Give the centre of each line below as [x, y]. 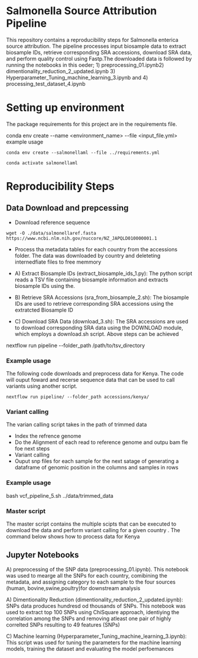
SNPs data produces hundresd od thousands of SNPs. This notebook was [96, 606]
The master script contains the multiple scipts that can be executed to [91, 524]
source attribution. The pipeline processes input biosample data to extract [96, 46]
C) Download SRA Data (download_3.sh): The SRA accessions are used [101, 321]
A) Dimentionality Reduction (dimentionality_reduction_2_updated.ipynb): [95, 599]
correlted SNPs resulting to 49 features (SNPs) [63, 624]
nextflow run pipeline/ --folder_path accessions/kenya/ [78, 397]
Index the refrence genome [48, 436]
